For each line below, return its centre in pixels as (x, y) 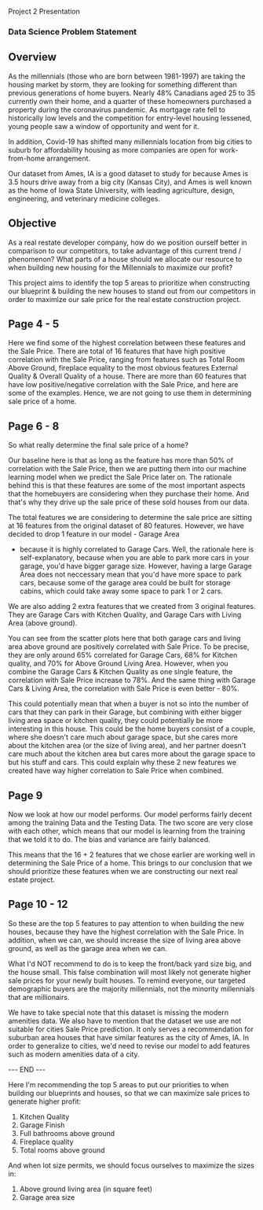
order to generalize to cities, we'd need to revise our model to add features (129, 1046)
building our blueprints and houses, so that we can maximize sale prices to (129, 1093)
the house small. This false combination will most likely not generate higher (130, 972)
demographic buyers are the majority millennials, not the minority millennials (131, 989)
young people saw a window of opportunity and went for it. (104, 126)
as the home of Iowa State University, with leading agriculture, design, (122, 190)
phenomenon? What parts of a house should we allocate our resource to (125, 259)
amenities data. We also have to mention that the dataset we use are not (125, 1020)
